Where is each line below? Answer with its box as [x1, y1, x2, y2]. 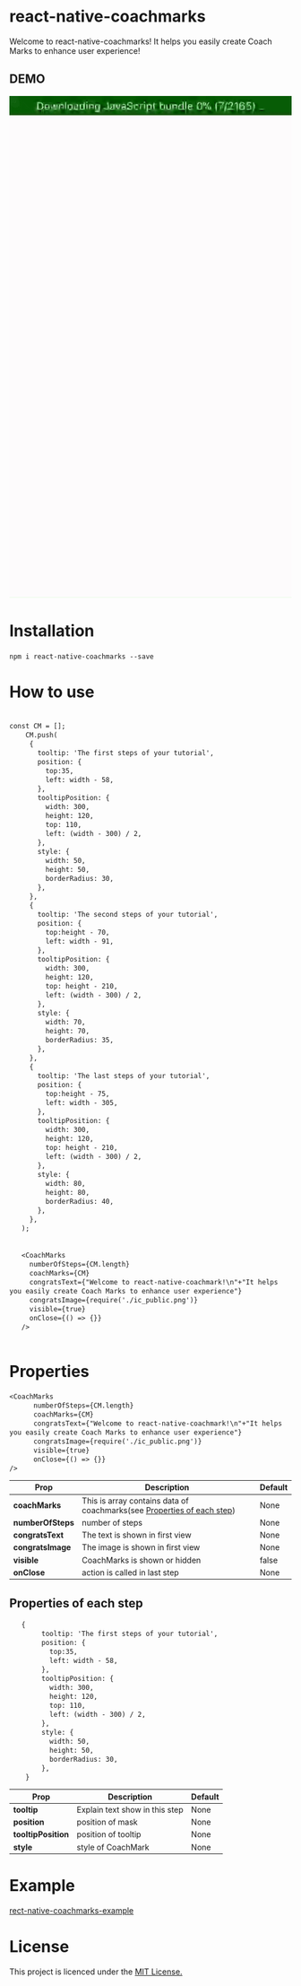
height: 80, [45, 1188, 90, 1197]
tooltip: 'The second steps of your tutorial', [37, 910, 219, 919]
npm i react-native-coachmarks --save [9, 652, 154, 661]
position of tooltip [76, 1829, 142, 1840]
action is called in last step [82, 1567, 179, 1578]
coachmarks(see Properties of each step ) [82, 1504, 236, 1515]
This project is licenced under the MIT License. [9, 1966, 183, 1977]
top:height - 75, [45, 1089, 110, 1098]
